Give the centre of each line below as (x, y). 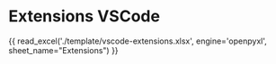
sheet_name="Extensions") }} (63, 50)
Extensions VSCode (85, 16)
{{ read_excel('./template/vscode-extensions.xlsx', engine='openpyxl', (138, 41)
